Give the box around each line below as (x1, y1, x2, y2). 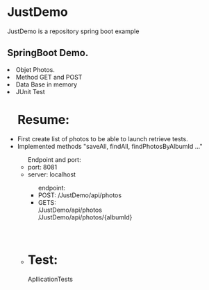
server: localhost (27, 170, 76, 179)
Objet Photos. (16, 65, 56, 73)
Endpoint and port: (27, 155, 81, 163)
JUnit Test (16, 87, 45, 96)
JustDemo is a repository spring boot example (7, 27, 140, 35)
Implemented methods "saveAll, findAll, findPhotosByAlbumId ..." (17, 142, 203, 150)
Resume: (17, 111, 70, 127)
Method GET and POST (16, 73, 83, 81)
